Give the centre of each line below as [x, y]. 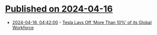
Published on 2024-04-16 [59, 9]
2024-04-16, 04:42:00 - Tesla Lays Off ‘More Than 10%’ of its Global [82, 22]
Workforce [23, 27]
